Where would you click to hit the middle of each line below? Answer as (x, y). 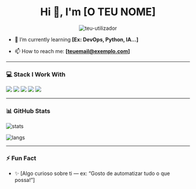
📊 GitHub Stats (28, 111)
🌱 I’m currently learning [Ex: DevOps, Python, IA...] (76, 39)
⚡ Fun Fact (21, 159)
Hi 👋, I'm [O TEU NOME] (98, 12)
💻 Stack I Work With (36, 74)
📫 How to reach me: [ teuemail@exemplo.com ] (72, 51)
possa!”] (24, 180)
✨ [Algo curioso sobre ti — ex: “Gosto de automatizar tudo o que (92, 173)
